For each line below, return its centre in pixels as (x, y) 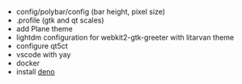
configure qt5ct (42, 46)
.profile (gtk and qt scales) (60, 20)
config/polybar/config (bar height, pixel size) (91, 12)
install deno (35, 71)
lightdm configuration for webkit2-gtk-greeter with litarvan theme (125, 37)
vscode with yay (43, 55)
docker (28, 63)
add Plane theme (44, 29)
